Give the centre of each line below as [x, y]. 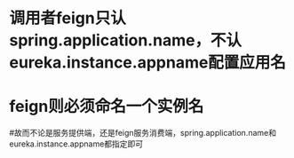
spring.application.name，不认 [126, 40]
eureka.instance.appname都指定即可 [76, 144]
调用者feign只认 [68, 18]
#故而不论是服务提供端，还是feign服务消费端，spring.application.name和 [143, 133]
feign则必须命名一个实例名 [107, 107]
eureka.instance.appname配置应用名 [148, 63]
